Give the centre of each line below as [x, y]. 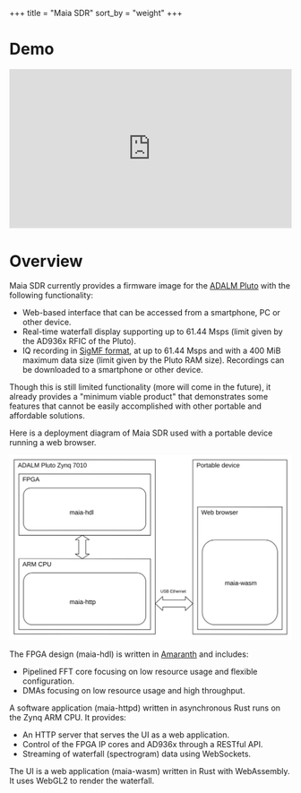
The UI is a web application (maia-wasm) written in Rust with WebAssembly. [150, 771]
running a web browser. [53, 443]
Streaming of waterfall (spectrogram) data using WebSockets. [137, 754]
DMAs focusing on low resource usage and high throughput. [133, 690]
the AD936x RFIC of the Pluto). [79, 341]
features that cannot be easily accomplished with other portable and [136, 406]
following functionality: [52, 296]
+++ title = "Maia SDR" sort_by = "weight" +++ [96, 13]
